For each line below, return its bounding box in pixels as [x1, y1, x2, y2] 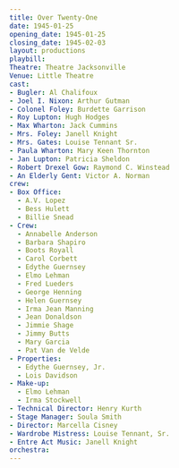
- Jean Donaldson [17, 312, 82, 322]
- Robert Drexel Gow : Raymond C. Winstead [9, 163, 170, 172]
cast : [9, 80, 30, 89]
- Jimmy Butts [17, 329, 70, 338]
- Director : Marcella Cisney [9, 421, 118, 430]
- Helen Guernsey [17, 296, 82, 305]
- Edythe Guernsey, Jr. [17, 362, 106, 371]
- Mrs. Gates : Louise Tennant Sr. [9, 138, 139, 147]
